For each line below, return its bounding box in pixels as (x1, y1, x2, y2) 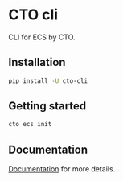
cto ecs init (8, 121, 52, 129)
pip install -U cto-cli (8, 76, 88, 85)
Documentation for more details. (8, 164, 116, 174)
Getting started (8, 99, 87, 113)
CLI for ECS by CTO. (8, 32, 76, 42)
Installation (8, 56, 66, 69)
